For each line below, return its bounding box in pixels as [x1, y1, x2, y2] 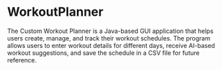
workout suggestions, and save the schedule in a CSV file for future [7, 49, 200, 57]
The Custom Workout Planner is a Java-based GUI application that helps [7, 27, 214, 35]
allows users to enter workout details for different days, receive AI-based [7, 41, 216, 49]
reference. [7, 56, 37, 64]
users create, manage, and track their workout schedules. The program [7, 34, 211, 42]
